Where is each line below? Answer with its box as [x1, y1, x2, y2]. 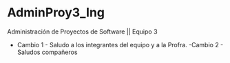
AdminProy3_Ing [7, 5, 105, 21]
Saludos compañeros [17, 48, 78, 56]
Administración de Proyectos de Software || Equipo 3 [7, 27, 158, 36]
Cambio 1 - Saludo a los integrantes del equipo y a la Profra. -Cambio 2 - [17, 40, 224, 49]
